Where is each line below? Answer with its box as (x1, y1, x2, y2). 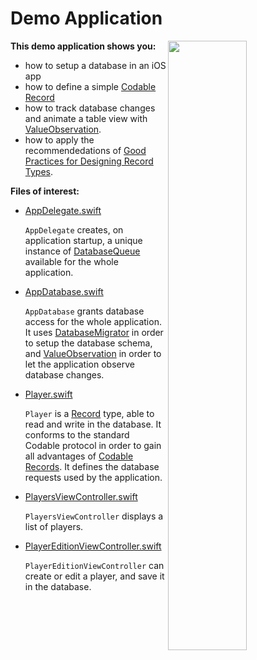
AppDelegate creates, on (24, 223, 124, 236)
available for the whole (24, 255, 119, 267)
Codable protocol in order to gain (24, 439, 162, 451)
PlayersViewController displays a (24, 510, 164, 522)
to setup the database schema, (24, 337, 153, 349)
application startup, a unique (24, 234, 143, 246)
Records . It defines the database (24, 460, 160, 472)
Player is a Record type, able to (24, 407, 155, 419)
